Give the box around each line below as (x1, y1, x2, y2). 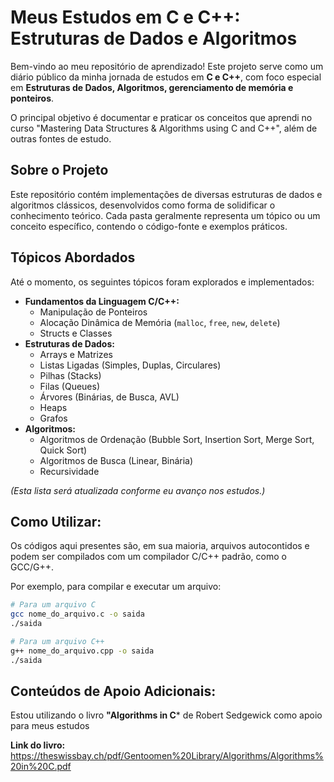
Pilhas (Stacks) (39, 369, 102, 381)
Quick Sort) (39, 444, 88, 456)
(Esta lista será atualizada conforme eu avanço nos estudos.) (10, 484, 266, 496)
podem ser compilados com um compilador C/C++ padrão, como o (10, 551, 287, 563)
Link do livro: (10, 739, 66, 751)
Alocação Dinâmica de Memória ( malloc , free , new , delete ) (39, 316, 281, 328)
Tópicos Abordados (10, 249, 136, 266)
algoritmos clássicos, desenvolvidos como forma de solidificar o (10, 199, 276, 211)
